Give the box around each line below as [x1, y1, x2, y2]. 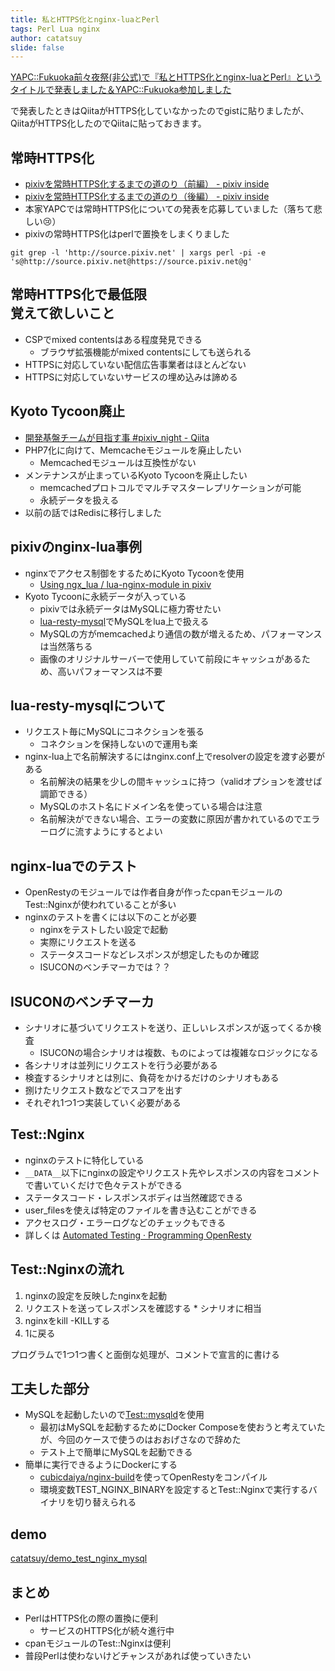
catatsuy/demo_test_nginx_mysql [10, 1552, 148, 1565]
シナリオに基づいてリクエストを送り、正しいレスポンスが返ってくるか [24, 1021, 313, 1033]
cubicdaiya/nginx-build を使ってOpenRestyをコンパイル [39, 1471, 268, 1483]
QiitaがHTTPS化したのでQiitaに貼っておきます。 [10, 117, 207, 130]
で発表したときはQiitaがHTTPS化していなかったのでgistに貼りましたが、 [10, 105, 310, 117]
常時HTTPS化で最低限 [10, 286, 148, 303]
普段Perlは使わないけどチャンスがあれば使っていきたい [24, 1650, 252, 1661]
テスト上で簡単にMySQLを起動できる [39, 1446, 193, 1458]
